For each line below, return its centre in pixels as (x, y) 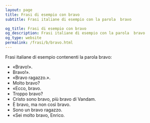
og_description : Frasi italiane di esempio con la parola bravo (75, 33)
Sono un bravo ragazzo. (37, 110)
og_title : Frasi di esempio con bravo (46, 28)
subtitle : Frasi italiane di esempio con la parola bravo (68, 19)
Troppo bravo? (28, 94)
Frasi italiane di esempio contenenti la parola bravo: (59, 57)
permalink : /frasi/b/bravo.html (39, 43)
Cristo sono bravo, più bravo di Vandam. (54, 99)
